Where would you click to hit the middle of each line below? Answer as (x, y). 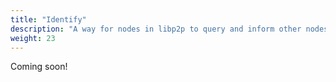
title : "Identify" (48, 19)
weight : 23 (33, 38)
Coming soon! (39, 67)
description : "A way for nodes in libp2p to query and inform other (156, 29)
